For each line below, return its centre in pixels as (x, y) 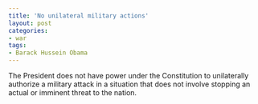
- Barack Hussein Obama (48, 53)
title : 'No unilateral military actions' (79, 16)
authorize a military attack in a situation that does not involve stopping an (129, 84)
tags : (17, 46)
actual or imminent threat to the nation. (73, 92)
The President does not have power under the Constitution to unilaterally (129, 76)
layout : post (30, 23)
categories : (28, 30)
